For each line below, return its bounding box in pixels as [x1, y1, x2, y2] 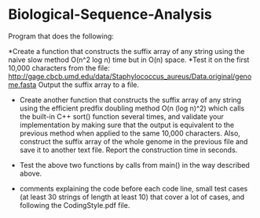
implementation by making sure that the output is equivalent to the [19, 120, 234, 129]
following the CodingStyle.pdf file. [19, 200, 130, 209]
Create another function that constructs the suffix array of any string [19, 95, 242, 104]
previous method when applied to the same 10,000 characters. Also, [19, 128, 241, 138]
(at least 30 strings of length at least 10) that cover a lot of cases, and [19, 192, 245, 202]
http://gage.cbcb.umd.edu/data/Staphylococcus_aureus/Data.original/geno [8, 71, 252, 81]
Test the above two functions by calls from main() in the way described [19, 160, 250, 169]
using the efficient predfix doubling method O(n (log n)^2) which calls [19, 104, 245, 113]
